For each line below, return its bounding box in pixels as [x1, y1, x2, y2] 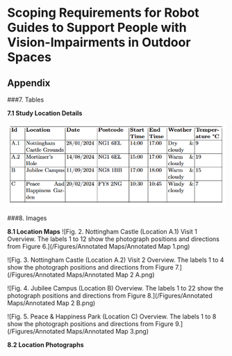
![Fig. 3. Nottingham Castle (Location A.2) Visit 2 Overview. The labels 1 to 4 [7, 256, 224, 264]
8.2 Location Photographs [7, 340, 84, 349]
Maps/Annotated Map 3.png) [66, 327, 149, 335]
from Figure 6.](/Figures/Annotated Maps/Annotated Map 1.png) [7, 242, 190, 250]
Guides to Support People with [7, 20, 187, 36]
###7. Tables [7, 95, 44, 104]
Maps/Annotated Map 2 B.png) [7, 298, 96, 307]
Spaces [7, 49, 52, 65]
